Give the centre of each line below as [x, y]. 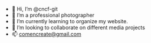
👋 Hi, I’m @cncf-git [35, 9]
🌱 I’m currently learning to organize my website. [70, 21]
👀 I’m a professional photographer [53, 15]
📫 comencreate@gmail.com [46, 34]
